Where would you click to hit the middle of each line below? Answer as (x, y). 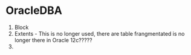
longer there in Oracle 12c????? (53, 40)
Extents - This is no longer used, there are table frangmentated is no (99, 33)
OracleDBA (34, 11)
